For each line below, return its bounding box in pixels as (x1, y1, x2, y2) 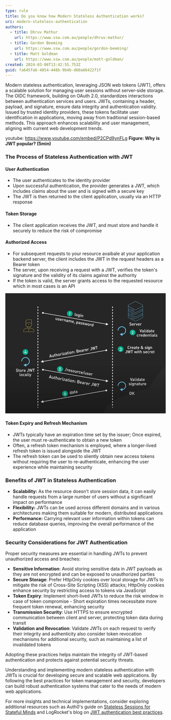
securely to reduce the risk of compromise (12, 227, 102, 234)
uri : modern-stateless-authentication (5, 19, 88, 24)
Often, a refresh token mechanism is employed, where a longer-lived (12, 442, 157, 448)
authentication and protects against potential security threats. (5, 657, 135, 663)
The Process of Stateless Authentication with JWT (5, 153, 133, 161)
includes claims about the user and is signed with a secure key (12, 188, 145, 194)
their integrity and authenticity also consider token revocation (12, 631, 142, 637)
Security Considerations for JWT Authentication (5, 539, 128, 546)
